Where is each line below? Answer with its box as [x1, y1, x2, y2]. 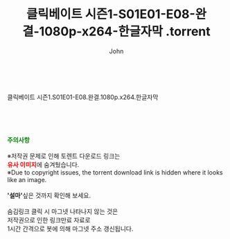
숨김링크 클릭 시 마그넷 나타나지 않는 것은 [7, 207, 118, 215]
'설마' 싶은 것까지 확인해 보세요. [7, 191, 91, 200]
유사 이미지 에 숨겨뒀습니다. [7, 160, 80, 168]
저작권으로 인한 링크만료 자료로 [7, 215, 91, 224]
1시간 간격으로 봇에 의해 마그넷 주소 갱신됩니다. [7, 224, 134, 233]
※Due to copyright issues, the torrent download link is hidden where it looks [7, 168, 223, 177]
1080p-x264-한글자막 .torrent [39, 24, 211, 39]
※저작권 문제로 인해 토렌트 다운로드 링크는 [7, 152, 121, 160]
